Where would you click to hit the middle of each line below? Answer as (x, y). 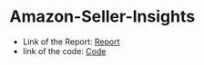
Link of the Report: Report (71, 42)
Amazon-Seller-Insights (102, 17)
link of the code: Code (64, 51)
